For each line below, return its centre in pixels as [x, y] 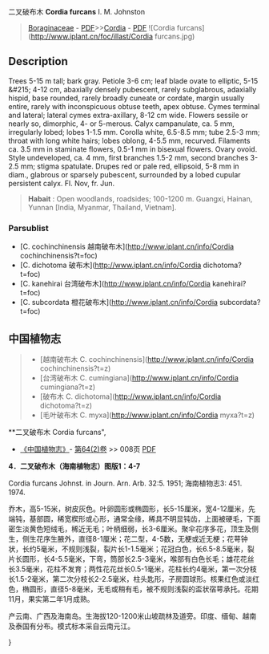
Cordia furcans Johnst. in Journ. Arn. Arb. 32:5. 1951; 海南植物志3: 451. [125, 483]
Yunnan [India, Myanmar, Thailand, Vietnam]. [102, 207]
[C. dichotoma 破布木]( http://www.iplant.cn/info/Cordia [110, 265]
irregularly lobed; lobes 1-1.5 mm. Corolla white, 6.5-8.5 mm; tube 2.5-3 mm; [134, 132]
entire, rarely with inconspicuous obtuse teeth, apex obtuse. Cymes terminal [134, 106]
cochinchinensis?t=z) [75, 368]
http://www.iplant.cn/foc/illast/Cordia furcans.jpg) [113, 36]
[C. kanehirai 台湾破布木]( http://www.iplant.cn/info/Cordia [115, 284]
